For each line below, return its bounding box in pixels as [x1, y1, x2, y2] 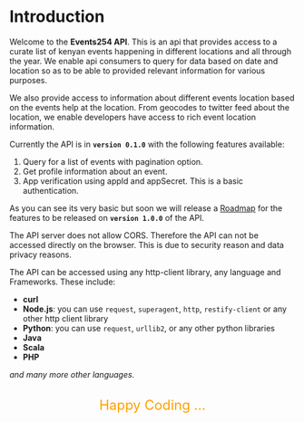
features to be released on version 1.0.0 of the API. [9, 212, 205, 223]
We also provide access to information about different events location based [9, 92, 295, 103]
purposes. [9, 74, 48, 85]
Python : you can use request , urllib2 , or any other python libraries [22, 322, 275, 333]
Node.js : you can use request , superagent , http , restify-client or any [22, 303, 288, 314]
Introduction [9, 6, 105, 27]
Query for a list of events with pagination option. [22, 156, 203, 167]
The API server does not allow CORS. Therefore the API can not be [9, 229, 259, 241]
